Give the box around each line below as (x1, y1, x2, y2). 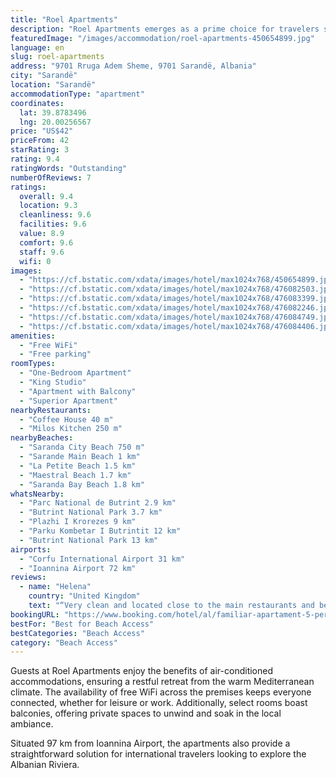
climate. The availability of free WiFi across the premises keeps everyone (10, 686, 312, 698)
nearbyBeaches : (10, 433, 74, 443)
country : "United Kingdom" (28, 591, 141, 601)
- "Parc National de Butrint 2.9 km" (19, 498, 177, 508)
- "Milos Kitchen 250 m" (19, 424, 123, 434)
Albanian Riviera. (10, 759, 80, 771)
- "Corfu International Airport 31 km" (19, 554, 186, 564)
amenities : (10, 331, 56, 341)
